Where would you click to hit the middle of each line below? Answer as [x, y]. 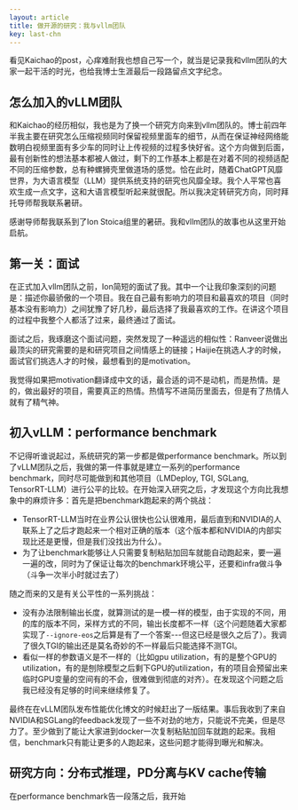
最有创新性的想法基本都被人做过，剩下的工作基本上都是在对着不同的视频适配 [149, 159]
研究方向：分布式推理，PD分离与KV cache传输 [138, 773]
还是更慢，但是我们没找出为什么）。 [102, 541]
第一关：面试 [44, 263]
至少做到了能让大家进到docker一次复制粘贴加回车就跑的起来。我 [150, 731]
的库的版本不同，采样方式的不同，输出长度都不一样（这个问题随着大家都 [154, 623]
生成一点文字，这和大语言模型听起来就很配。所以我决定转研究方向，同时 [149, 192]
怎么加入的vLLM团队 [66, 102]
